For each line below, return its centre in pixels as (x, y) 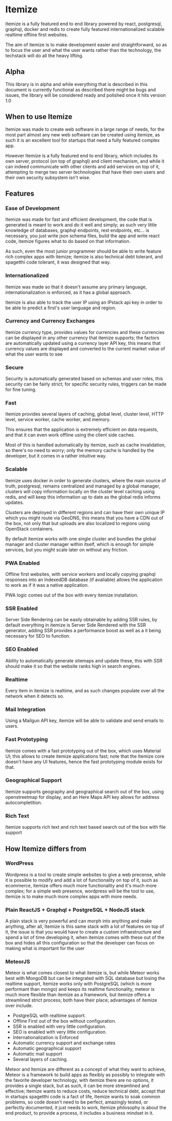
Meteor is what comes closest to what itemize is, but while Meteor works (82, 973)
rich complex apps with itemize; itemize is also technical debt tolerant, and (84, 257)
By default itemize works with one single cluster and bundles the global (81, 538)
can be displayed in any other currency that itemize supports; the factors (82, 338)
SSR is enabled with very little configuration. (60, 1027)
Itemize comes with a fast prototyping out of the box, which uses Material (83, 750)
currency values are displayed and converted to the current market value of (85, 348)
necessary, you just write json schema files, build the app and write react (83, 236)
